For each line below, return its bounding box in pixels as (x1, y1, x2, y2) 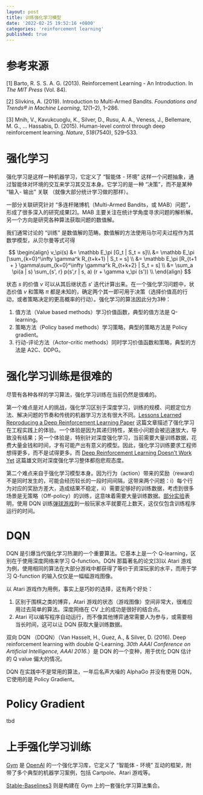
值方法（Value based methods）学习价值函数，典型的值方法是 (14, 309, 170, 315)
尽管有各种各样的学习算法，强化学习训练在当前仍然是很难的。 (6, 391, 160, 398)
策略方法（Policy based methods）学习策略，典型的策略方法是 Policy (14, 324, 188, 330)
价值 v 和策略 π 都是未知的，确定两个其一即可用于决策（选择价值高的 (11, 288, 183, 295)
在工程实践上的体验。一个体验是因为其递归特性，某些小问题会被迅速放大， (6, 426, 192, 433)
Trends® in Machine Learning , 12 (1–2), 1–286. (6, 104, 119, 112)
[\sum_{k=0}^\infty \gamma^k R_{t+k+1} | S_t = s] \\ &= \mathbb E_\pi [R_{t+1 (6, 255, 197, 262)
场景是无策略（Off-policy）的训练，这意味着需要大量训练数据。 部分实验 (6, 492, 185, 499)
